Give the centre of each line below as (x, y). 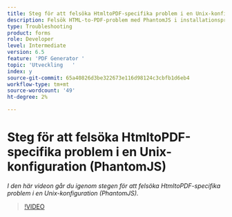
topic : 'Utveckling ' (41, 65)
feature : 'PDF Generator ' (46, 59)
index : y (20, 71)
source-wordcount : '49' (41, 91)
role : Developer (30, 39)
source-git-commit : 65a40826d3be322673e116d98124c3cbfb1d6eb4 (98, 78)
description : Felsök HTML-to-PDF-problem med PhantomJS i (92, 20)
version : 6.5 (26, 53)
